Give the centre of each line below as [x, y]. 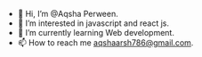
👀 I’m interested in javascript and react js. [93, 23]
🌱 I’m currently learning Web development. [96, 33]
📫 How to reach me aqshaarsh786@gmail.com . [105, 43]
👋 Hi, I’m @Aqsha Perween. [68, 14]
